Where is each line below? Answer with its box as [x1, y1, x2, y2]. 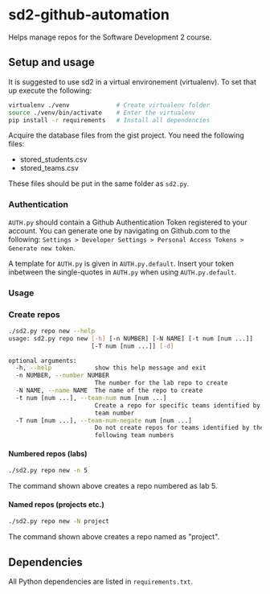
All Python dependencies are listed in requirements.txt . [8, 577, 193, 587]
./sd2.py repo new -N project [8, 518, 110, 526]
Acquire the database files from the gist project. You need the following [8, 130, 245, 140]
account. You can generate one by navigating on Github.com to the [8, 225, 231, 235]
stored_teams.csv [19, 163, 79, 173]
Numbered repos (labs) [8, 448, 88, 458]
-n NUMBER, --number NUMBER [15, 372, 110, 380]
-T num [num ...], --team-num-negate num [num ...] [15, 416, 193, 424]
